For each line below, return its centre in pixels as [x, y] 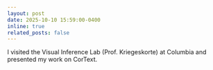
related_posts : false [39, 33]
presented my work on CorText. [52, 60]
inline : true [26, 26]
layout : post [26, 13]
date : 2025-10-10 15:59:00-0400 [54, 20]
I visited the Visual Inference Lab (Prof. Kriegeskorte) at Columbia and [107, 52]
